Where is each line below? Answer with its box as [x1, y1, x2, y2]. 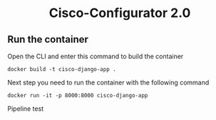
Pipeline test [7, 104, 44, 113]
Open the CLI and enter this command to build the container [7, 52, 184, 60]
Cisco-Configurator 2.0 [48, 5, 191, 21]
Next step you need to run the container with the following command [7, 78, 210, 87]
